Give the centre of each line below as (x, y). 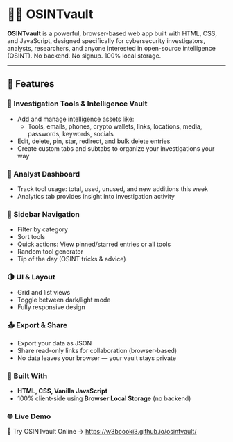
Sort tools (31, 237)
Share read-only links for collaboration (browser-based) (97, 350)
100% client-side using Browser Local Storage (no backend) (104, 398)
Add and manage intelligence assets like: (76, 119)
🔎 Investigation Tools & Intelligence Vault (77, 104)
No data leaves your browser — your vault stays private (97, 358)
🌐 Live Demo (29, 416)
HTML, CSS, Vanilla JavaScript (62, 391)
